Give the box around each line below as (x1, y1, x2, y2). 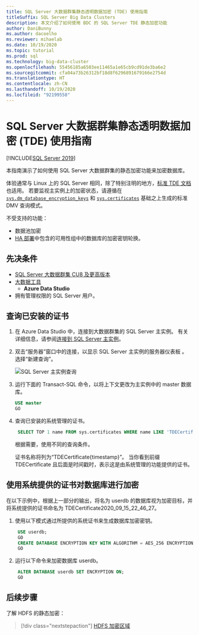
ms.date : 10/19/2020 (6, 42, 58, 48)
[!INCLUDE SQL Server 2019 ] (6, 154, 76, 162)
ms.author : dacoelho (6, 31, 58, 37)
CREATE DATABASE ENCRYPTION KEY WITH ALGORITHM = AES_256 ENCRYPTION (17, 540, 194, 546)
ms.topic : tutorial (6, 48, 55, 54)
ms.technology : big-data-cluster (6, 58, 89, 64)
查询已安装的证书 (6, 311, 69, 321)
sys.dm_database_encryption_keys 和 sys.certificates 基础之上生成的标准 (6, 194, 188, 202)
